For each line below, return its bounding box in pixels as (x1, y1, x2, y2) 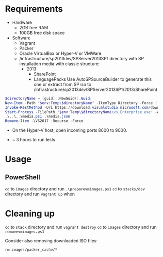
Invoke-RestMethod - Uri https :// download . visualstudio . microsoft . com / (5, 105, 151, 110)
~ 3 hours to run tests (12, 137, 56, 143)
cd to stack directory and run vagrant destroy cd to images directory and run (5, 224, 157, 230)
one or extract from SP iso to (33, 81, 92, 87)
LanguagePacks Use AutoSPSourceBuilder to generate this (33, 76, 152, 82)
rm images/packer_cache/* (5, 247, 57, 252)
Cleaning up (5, 208, 55, 219)
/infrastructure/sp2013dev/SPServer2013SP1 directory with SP (19, 55, 144, 61)
